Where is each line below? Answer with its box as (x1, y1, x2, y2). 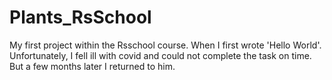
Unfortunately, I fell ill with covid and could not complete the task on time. (9, 49, 312, 61)
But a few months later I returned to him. (9, 60, 176, 72)
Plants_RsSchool (9, 6, 152, 29)
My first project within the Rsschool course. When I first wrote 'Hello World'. (9, 39, 322, 51)
